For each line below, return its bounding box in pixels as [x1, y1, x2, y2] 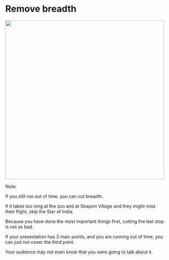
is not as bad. [5, 223, 34, 229]
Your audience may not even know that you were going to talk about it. [5, 249, 153, 255]
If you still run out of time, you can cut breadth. [5, 193, 104, 199]
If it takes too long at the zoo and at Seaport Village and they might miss [5, 203, 156, 209]
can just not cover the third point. [5, 239, 75, 245]
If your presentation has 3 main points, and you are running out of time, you [5, 234, 163, 240]
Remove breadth [5, 3, 77, 15]
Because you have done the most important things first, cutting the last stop [5, 218, 164, 224]
